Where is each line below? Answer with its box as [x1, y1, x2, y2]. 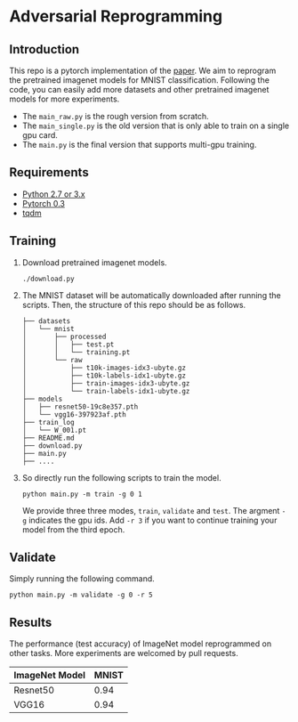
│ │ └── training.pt [21, 347, 131, 357]
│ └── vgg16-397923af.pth [21, 410, 126, 419]
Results [9, 614, 52, 629]
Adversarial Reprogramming [9, 6, 223, 27]
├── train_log [21, 418, 75, 426]
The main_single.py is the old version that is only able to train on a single [21, 120, 290, 131]
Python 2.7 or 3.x [21, 189, 86, 199]
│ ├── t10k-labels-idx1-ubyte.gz [21, 371, 187, 380]
